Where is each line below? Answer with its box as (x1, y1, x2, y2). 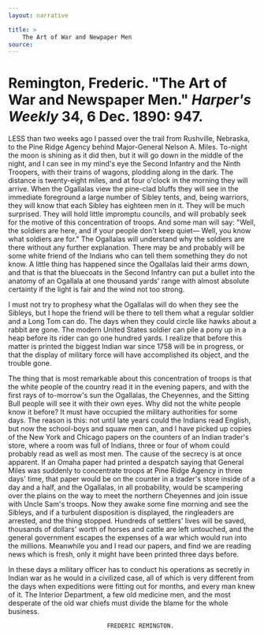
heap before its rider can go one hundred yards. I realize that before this (8, 333, 243, 343)
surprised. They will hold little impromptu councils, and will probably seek (8, 210, 247, 219)
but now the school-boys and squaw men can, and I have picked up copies (8, 424, 252, 433)
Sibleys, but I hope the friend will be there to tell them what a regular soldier (8, 308, 255, 318)
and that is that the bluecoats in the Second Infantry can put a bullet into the (8, 268, 255, 277)
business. (8, 607, 39, 616)
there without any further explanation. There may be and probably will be (8, 243, 246, 252)
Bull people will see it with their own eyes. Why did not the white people (8, 399, 241, 408)
